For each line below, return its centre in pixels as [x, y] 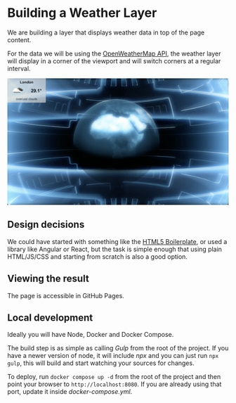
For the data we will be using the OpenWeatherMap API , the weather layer [114, 53]
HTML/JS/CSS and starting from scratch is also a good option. [98, 256]
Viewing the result [48, 279]
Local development [50, 318]
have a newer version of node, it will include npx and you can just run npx [113, 356]
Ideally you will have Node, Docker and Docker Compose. [91, 335]
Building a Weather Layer [82, 13]
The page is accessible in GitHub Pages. [66, 295]
